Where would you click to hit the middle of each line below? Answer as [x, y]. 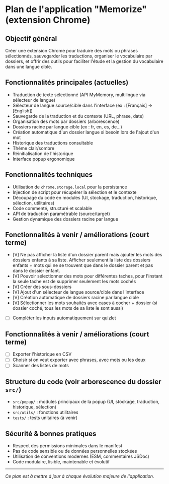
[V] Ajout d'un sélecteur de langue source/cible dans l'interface [78, 292]
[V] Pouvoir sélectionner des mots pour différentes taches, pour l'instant [87, 276]
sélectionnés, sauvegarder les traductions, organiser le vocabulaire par [79, 56]
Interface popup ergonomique [44, 159]
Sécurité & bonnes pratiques [51, 433]
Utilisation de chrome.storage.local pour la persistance [70, 187]
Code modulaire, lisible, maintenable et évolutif [61, 462]
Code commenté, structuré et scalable [52, 208]
